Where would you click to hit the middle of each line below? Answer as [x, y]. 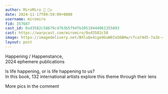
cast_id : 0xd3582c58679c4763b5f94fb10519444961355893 [62, 28]
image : [12, 38]
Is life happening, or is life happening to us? [50, 71]
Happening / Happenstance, [34, 56]
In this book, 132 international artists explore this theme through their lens [81, 76]
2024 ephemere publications [35, 61]
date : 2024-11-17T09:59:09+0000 [39, 14]
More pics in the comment [32, 86]
